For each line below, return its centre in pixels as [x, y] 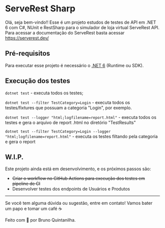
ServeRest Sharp [40, 9]
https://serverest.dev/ [27, 38]
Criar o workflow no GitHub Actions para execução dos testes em [79, 179]
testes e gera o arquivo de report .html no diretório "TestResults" [70, 122]
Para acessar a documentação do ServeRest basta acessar [65, 33]
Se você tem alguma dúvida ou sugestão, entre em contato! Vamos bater [79, 203]
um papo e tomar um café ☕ [34, 209]
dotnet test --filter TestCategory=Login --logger [58, 131]
